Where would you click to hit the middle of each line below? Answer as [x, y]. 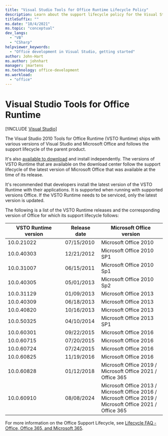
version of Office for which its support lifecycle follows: [62, 215]
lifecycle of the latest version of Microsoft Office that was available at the [80, 169]
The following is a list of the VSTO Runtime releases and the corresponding [82, 210]
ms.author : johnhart [27, 61]
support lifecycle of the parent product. [46, 149]
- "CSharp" [21, 42]
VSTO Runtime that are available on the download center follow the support [83, 164]
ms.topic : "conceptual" [30, 28]
